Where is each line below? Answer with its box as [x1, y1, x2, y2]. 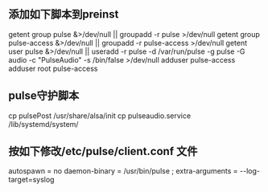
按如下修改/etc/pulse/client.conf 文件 [8, 145, 198, 158]
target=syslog [8, 175, 55, 185]
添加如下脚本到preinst [8, 7, 119, 22]
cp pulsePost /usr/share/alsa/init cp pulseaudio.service [8, 111, 192, 121]
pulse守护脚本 [8, 89, 80, 103]
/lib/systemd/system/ [8, 119, 79, 129]
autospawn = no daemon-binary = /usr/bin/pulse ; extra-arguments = [8, 166, 239, 176]
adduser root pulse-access [8, 63, 98, 73]
